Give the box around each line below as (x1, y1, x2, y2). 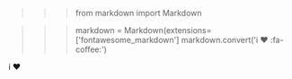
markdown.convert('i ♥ (181, 35, 269, 45)
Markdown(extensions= (123, 25, 212, 35)
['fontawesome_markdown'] (75, 35, 180, 45)
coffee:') (75, 44, 107, 55)
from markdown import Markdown (75, 8, 203, 18)
